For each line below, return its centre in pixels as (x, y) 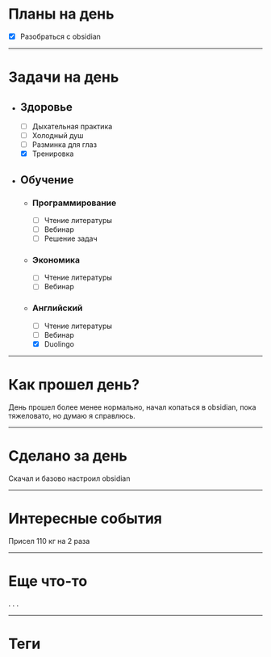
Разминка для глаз (65, 145)
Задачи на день (64, 77)
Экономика (56, 260)
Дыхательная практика (72, 126)
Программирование (74, 203)
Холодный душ (58, 136)
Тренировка (53, 154)
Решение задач (71, 238)
